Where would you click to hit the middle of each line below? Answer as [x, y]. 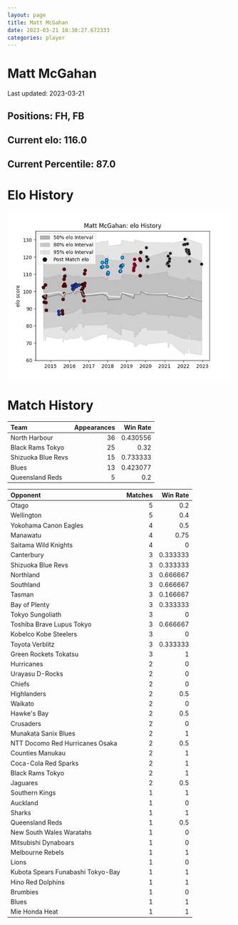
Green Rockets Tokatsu [45, 654]
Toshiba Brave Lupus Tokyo [51, 624]
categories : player [36, 38]
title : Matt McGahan [38, 22]
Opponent [26, 495]
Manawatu [26, 535]
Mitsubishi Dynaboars [42, 842]
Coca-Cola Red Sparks [45, 763]
